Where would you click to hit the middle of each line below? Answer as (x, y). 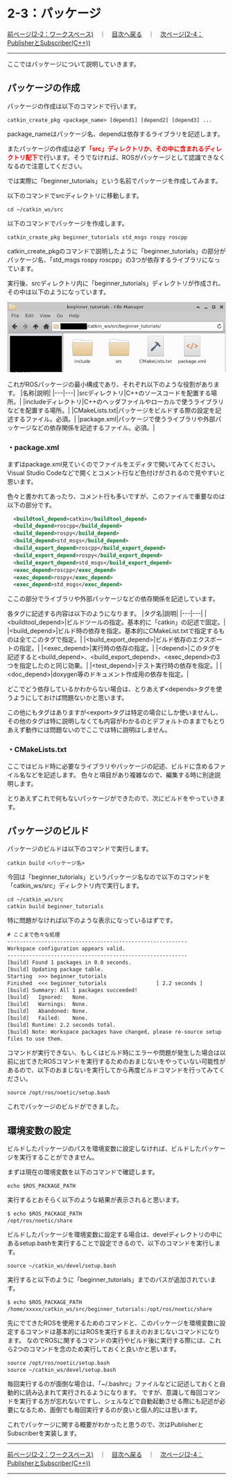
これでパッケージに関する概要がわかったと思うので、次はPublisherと (105, 1425)
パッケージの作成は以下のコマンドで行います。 (74, 106)
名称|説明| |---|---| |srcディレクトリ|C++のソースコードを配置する (117, 393)
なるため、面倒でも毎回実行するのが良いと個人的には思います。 (110, 1410)
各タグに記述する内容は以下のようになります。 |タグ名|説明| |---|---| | (107, 614)
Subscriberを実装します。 (44, 1433)
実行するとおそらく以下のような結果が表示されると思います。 (95, 1200)
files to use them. (35, 1039)
